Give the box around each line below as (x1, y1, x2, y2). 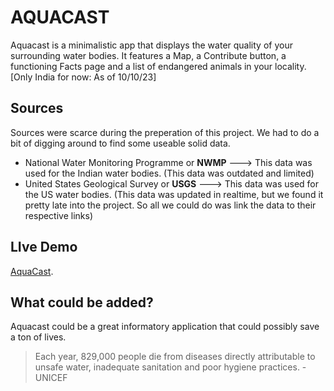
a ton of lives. (10, 331, 67, 343)
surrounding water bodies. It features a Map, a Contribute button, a (10, 49, 287, 61)
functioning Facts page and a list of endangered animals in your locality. (10, 60, 307, 72)
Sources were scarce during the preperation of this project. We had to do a (10, 126, 320, 138)
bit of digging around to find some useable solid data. (10, 137, 231, 149)
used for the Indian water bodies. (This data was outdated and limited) (24, 167, 315, 179)
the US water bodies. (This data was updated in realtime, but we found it (24, 188, 324, 200)
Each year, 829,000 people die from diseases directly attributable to (34, 351, 316, 363)
